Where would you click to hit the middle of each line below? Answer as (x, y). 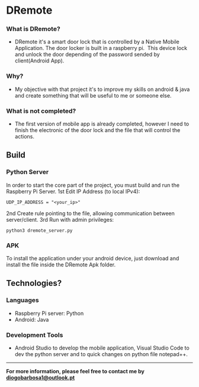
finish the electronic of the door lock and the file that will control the (97, 130)
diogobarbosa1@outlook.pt (41, 377)
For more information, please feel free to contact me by (76, 372)
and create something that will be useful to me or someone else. (93, 95)
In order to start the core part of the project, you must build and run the (93, 185)
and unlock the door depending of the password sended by (87, 55)
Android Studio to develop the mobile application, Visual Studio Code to (102, 348)
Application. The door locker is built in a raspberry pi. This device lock (101, 48)
